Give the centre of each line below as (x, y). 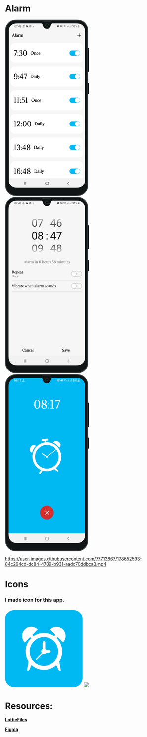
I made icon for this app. (35, 600)
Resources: (29, 706)
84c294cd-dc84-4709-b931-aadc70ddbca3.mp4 (56, 564)
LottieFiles (16, 720)
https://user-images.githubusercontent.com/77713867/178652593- (73, 559)
